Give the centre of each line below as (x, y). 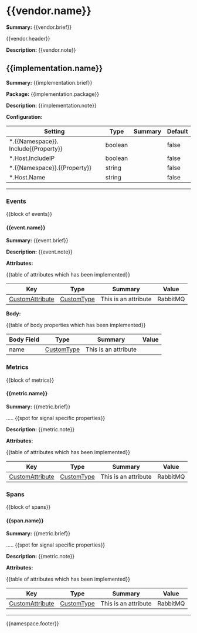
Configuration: (24, 116)
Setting (54, 131)
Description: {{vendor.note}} (41, 50)
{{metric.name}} (27, 394)
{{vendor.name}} (49, 11)
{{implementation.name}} (55, 69)
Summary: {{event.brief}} (37, 241)
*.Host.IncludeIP (32, 158)
